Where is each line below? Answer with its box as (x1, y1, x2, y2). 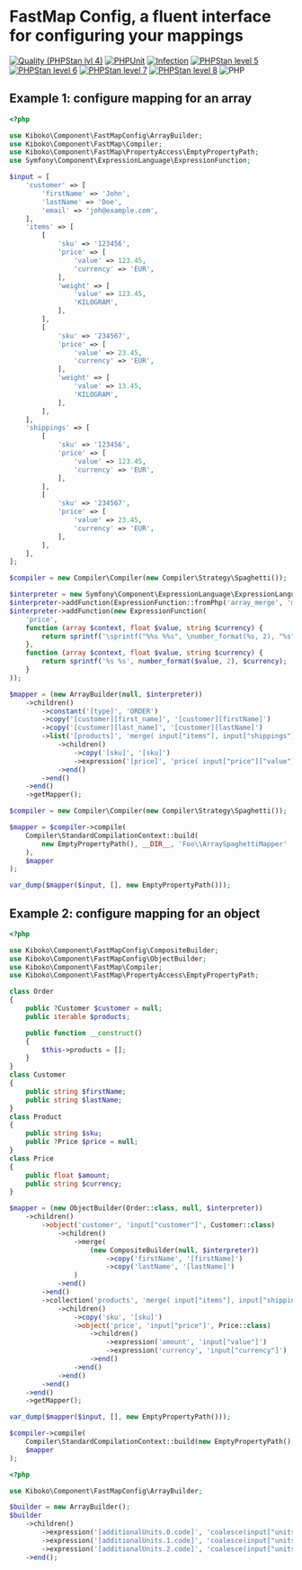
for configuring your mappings (9, 25, 244, 46)
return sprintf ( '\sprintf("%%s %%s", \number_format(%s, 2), (41, 632, 276, 641)
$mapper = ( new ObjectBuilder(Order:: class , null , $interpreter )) (9, 1204, 263, 1213)
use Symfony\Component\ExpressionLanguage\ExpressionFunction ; (9, 156, 252, 166)
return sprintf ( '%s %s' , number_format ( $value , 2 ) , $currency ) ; (41, 657, 288, 666)
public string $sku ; (25, 1129, 102, 1138)
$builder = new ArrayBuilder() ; (9, 1502, 130, 1511)
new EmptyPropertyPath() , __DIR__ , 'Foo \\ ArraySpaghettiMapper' (41, 839, 288, 848)
